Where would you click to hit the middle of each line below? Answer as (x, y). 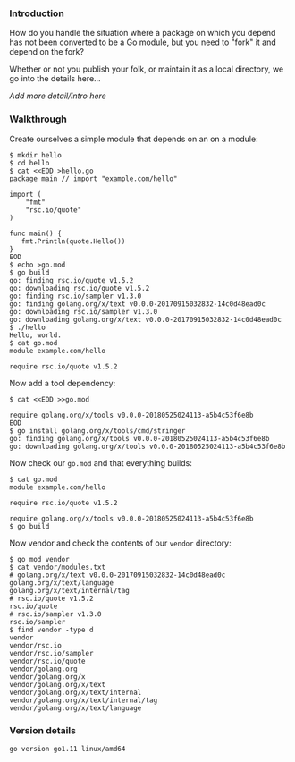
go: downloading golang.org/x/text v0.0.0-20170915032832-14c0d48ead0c (145, 319)
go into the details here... (55, 79)
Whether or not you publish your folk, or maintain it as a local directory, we (147, 69)
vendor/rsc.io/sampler (51, 653)
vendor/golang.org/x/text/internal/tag (84, 700)
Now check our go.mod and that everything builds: (101, 462)
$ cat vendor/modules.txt (57, 567)
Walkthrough (38, 119)
